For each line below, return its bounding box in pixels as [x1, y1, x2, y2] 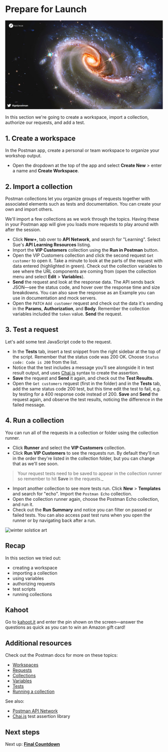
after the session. [5, 227, 41, 233]
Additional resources [5, 639, 72, 647]
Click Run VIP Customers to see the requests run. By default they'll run [12, 450, 160, 456]
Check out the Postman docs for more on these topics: [5, 652, 118, 658]
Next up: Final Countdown [5, 741, 60, 747]
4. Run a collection [5, 416, 64, 425]
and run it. [12, 501, 34, 507]
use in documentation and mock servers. [12, 295, 97, 301]
